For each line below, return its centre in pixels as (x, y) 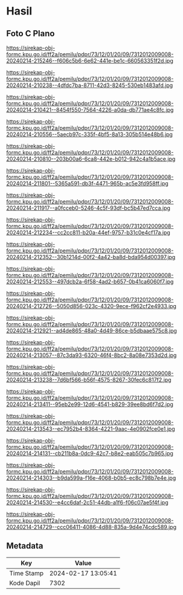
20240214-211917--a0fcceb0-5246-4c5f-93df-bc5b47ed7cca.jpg (88, 208)
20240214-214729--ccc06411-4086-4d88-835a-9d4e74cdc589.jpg (91, 527)
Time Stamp (27, 573)
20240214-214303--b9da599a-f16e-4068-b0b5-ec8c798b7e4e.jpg (91, 478)
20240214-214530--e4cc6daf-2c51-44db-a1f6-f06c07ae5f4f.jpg (87, 502)
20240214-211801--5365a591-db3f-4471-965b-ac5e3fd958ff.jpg (88, 183)
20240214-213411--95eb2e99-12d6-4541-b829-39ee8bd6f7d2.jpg (90, 404)
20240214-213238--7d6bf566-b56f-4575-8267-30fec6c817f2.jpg (89, 380)
